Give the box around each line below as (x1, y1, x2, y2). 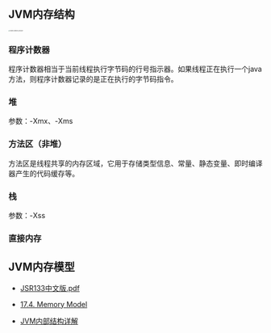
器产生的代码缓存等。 (8, 168, 79, 178)
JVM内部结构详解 (19, 316, 79, 326)
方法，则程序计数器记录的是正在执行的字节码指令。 (8, 74, 178, 84)
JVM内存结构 (8, 7, 75, 22)
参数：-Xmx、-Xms (8, 116, 73, 126)
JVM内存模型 (8, 260, 75, 274)
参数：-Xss (8, 211, 46, 220)
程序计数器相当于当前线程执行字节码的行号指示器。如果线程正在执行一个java (8, 64, 262, 74)
